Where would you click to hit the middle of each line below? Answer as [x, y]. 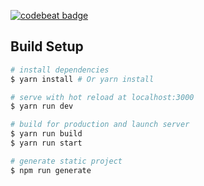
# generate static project [66, 161]
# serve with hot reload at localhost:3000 [102, 97]
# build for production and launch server [100, 125]
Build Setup [47, 46]
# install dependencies [60, 70]
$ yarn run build [46, 134]
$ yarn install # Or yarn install [82, 79]
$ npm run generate [51, 170]
